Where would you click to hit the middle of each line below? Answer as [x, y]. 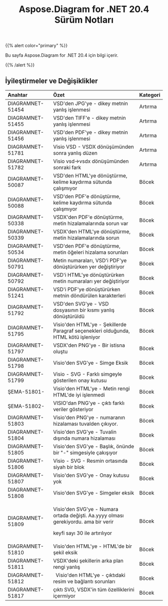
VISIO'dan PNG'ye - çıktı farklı [89, 403]
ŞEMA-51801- [26, 392]
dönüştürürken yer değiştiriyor [89, 267]
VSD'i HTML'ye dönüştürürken [89, 275]
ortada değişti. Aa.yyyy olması [88, 515]
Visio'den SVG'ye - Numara [86, 509]
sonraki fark [67, 168]
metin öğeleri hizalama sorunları [91, 252]
